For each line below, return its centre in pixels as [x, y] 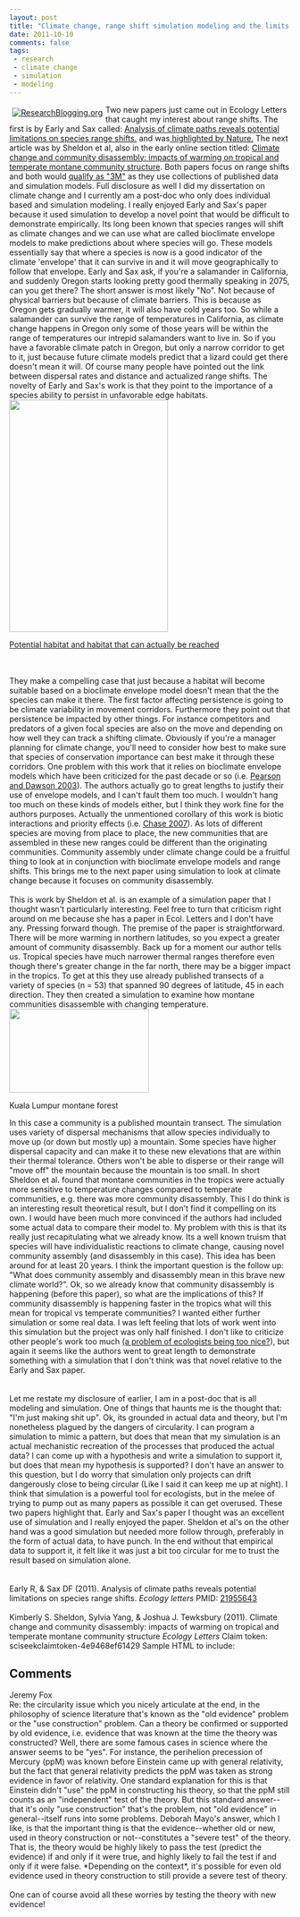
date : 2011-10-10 [42, 34]
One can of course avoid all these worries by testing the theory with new [143, 1895]
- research [33, 59]
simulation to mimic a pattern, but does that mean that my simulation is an [145, 1436]
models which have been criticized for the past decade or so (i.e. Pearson [145, 776]
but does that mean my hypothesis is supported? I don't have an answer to [146, 1465]
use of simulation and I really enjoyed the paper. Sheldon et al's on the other [150, 1521]
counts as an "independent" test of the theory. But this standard [127, 1800]
